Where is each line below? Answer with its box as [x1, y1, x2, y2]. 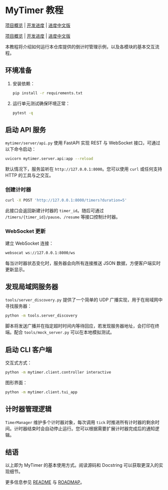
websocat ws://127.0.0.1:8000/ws [5, 250, 75, 255]
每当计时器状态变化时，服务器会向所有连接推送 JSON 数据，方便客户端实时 [5, 260, 161, 266]
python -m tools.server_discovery [5, 313, 78, 318]
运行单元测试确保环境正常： [12, 100, 70, 106]
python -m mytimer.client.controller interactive [5, 370, 112, 375]
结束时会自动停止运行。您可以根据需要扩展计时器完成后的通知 [27, 425, 155, 432]
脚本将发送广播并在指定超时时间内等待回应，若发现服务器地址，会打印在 [5, 323, 155, 329]
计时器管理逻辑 [5, 405, 52, 413]
